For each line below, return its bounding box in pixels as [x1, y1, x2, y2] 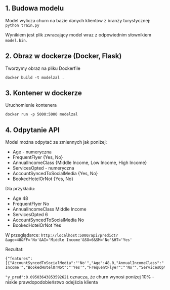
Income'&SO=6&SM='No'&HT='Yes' [66, 237, 133, 242]
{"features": [5, 256, 33, 261]
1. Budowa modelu [5, 4, 64, 13]
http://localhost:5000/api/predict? [40, 233, 118, 238]
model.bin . [5, 37, 27, 43]
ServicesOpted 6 [12, 212, 48, 218]
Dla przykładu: [5, 186, 35, 192]
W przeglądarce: [5, 232, 40, 238]
